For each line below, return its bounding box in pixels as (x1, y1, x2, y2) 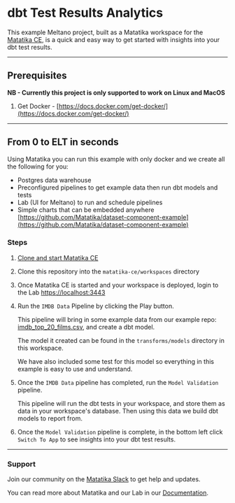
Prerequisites (7, 70, 67, 82)
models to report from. (17, 414, 83, 423)
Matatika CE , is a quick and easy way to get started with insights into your (7, 35, 220, 43)
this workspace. (17, 343, 64, 352)
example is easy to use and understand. (17, 364, 133, 373)
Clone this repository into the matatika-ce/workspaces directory (17, 267, 200, 276)
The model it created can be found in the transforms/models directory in (17, 336, 225, 344)
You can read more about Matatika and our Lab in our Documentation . (7, 488, 208, 497)
